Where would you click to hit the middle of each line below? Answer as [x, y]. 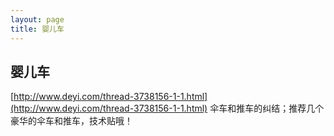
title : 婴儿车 [37, 29]
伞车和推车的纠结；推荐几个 [267, 108]
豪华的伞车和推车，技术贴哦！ [71, 121]
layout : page [37, 19]
